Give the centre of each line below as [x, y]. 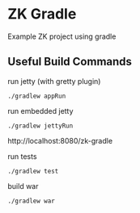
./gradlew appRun [37, 96]
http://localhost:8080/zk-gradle [60, 140]
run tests [22, 156]
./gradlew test [33, 171]
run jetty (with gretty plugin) [54, 81]
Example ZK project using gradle [62, 36]
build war [23, 186]
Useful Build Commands [70, 62]
